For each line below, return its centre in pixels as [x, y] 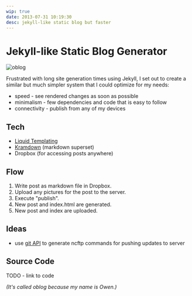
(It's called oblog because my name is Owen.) [61, 287]
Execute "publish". [37, 198]
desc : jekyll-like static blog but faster [59, 22]
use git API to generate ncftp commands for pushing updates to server [100, 243]
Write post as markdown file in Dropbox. [63, 186]
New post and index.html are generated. [63, 204]
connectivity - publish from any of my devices [70, 109]
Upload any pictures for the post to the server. [70, 192]
